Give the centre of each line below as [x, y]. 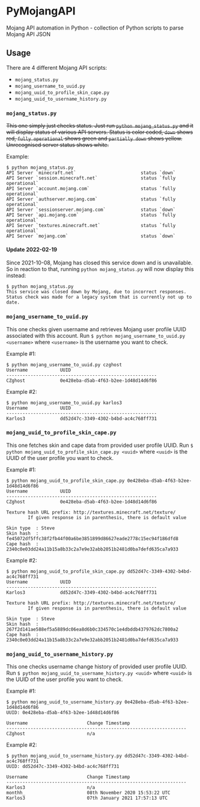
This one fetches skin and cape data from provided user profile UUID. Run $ [100, 445]
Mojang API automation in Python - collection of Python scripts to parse [95, 28]
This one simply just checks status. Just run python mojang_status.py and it [100, 126]
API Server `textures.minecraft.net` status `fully [91, 226]
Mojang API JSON [29, 34]
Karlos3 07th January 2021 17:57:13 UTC [87, 798]
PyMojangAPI [41, 11]
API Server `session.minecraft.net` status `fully [91, 178]
